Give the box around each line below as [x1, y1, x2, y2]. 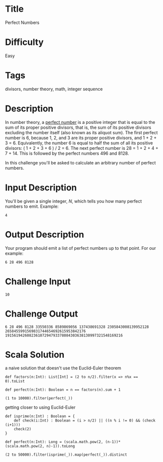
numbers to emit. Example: [5, 203, 59, 209]
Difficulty [5, 37, 44, 48]
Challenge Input [5, 276, 71, 287]
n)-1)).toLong [46, 444, 75, 449]
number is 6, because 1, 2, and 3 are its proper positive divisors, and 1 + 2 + [5, 135, 157, 141]
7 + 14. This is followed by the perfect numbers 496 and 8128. [5, 150, 129, 156]
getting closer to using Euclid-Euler [5, 404, 76, 410]
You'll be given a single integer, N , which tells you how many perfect [5, 198, 142, 204]
